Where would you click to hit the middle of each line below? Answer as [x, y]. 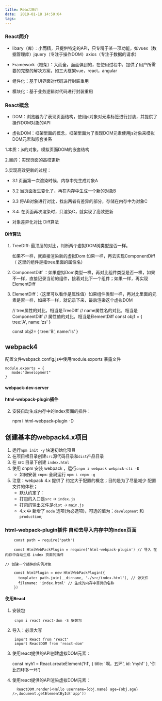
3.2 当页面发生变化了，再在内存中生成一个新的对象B [64, 191]
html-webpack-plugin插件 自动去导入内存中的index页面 [71, 530]
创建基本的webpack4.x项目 [47, 437]
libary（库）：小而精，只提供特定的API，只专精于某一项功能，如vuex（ [82, 48]
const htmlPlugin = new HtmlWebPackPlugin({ [59, 572]
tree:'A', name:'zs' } [31, 322]
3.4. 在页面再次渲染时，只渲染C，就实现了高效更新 [63, 211]
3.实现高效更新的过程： [28, 170]
